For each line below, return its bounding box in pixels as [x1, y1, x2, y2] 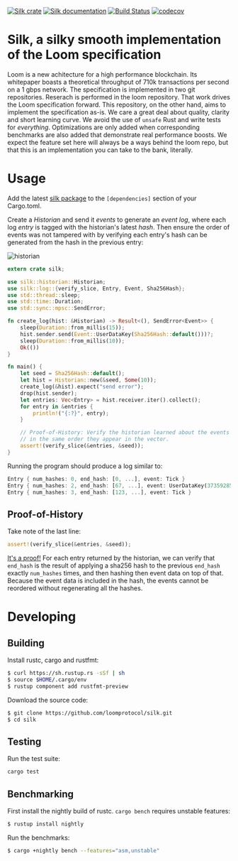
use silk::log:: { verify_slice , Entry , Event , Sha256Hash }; [7, 285, 186, 292]
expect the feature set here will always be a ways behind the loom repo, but [7, 138, 229, 146]
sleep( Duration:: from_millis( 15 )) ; [20, 324, 125, 331]
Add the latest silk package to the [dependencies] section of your [7, 194, 197, 202]
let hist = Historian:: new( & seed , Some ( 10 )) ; [20, 377, 157, 384]
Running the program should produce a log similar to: [7, 462, 163, 470]
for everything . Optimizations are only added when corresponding [7, 123, 200, 131]
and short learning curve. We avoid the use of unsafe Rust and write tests [7, 115, 222, 124]
